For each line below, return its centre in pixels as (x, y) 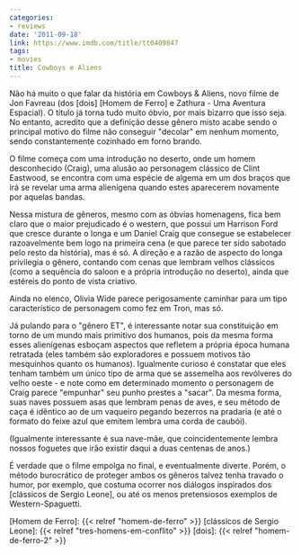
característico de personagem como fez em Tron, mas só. (116, 308)
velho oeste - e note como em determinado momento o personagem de (142, 382)
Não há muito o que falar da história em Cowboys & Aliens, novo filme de (144, 93)
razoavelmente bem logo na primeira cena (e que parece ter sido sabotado (148, 243)
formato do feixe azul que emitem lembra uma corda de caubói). (128, 421)
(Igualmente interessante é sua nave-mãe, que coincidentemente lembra (144, 438)
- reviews (28, 26)
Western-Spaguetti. (46, 504)
